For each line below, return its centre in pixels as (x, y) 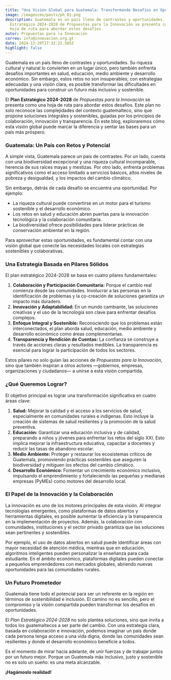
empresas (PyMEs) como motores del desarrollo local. (69, 481)
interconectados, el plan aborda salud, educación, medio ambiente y (84, 329)
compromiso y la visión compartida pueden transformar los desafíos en (80, 605)
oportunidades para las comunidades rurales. (53, 569)
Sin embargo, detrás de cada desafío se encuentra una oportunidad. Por (81, 188)
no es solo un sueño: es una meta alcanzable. (53, 662)
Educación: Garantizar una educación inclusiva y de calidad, (77, 432)
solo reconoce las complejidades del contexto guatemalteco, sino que (79, 110)
